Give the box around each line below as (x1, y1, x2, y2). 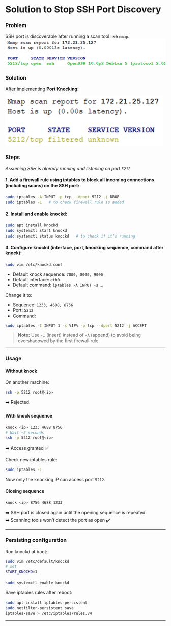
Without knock (5, 368, 37, 374)
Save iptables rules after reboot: (5, 589, 73, 595)
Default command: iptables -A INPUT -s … (12, 282, 103, 288)
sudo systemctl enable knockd (5, 580, 70, 586)
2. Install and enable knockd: (5, 211, 68, 217)
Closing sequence (5, 488, 45, 494)
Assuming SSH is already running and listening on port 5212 (5, 165, 131, 171)
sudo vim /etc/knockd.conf (5, 262, 63, 267)
